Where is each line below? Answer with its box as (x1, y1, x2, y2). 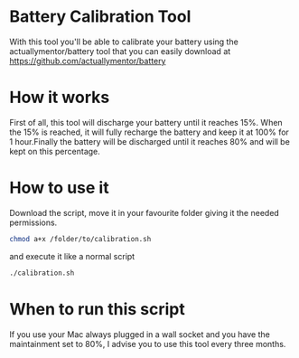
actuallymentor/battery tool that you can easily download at (9, 45, 231, 56)
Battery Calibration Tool (9, 6, 192, 27)
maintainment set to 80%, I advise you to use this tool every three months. (9, 338, 286, 349)
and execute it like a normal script (9, 250, 135, 261)
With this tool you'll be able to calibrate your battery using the (9, 36, 239, 47)
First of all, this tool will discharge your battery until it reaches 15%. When (9, 117, 283, 127)
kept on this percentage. (9, 146, 101, 156)
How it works (9, 88, 110, 108)
